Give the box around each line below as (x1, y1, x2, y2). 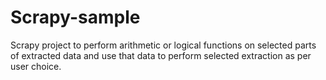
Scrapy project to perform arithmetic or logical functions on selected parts (10, 39, 317, 51)
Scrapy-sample (10, 6, 141, 29)
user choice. (10, 60, 62, 72)
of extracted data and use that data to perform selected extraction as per (10, 49, 312, 61)
